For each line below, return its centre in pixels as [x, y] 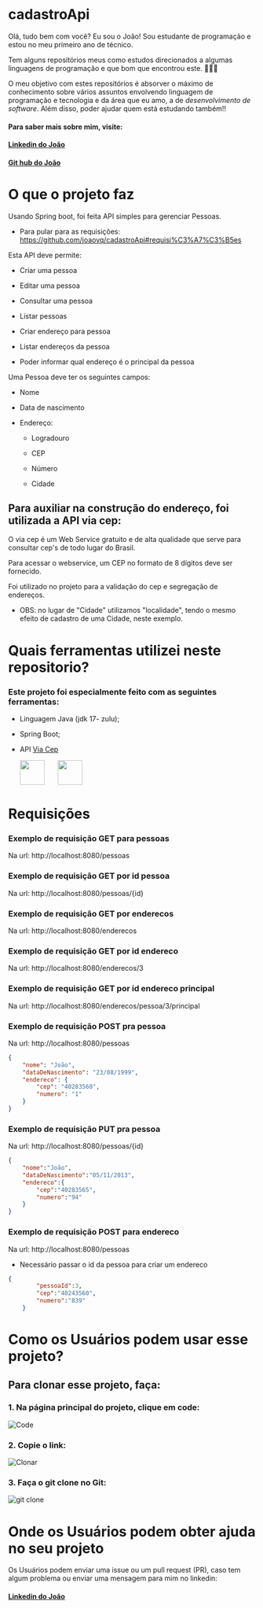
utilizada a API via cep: [65, 521]
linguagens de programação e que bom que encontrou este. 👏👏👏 [113, 68]
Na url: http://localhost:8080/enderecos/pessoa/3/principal [104, 1005]
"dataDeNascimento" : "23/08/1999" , [80, 1072]
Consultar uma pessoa [56, 301]
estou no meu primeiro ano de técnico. [71, 44]
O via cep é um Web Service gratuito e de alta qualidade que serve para [125, 540]
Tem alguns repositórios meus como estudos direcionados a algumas [121, 60]
